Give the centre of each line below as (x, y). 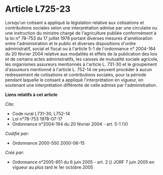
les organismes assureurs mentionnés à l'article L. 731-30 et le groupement (81, 64)
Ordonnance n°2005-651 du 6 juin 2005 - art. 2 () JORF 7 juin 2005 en (83, 162)
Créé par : (15, 152)
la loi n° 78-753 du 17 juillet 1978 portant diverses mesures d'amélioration (79, 38)
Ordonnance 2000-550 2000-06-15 (48, 143)
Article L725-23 (38, 9)
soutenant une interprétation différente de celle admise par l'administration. (81, 85)
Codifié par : (17, 133)
